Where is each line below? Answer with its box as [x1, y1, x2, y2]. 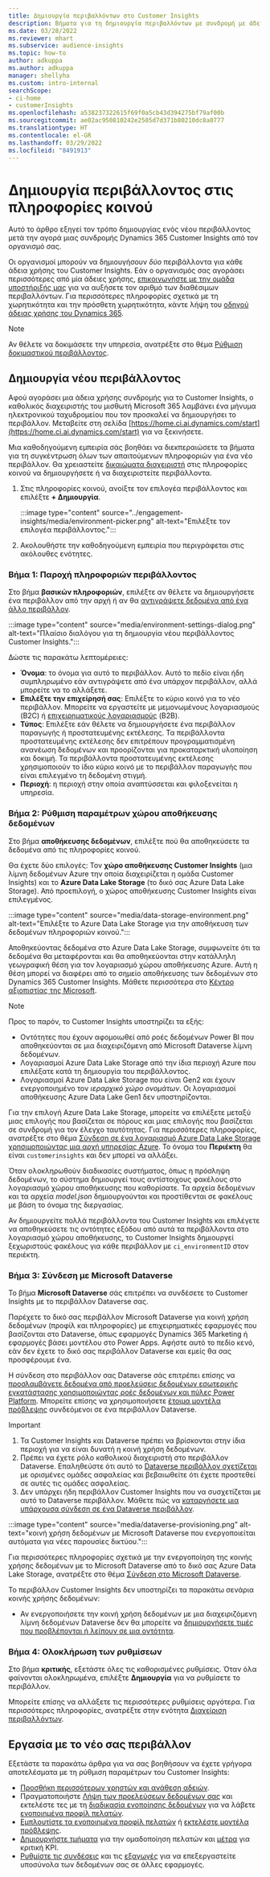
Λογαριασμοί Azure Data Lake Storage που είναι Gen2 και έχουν [19, 1075, 235, 1084]
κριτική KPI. [19, 1842, 59, 1853]
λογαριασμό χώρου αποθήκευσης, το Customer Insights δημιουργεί [8, 1232, 235, 1242]
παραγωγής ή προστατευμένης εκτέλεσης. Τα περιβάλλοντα [19, 728, 225, 738]
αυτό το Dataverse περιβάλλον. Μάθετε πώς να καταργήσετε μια [19, 1496, 239, 1506]
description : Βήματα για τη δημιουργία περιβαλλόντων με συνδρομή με [8, 19, 247, 27]
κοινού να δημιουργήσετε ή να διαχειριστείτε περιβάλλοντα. [8, 468, 212, 478]
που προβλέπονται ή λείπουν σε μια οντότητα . [19, 1626, 175, 1636]
